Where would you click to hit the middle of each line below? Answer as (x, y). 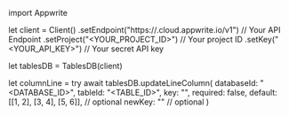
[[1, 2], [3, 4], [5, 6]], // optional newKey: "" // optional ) (109, 102)
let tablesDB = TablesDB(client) (65, 66)
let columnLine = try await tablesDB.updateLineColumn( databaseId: (133, 83)
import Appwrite (38, 13)
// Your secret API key (124, 49)
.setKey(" (262, 39)
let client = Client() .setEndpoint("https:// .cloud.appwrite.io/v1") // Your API (144, 30)
